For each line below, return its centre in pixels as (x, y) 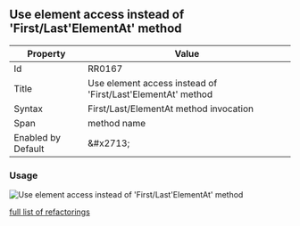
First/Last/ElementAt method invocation (171, 109)
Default (29, 149)
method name (117, 123)
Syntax (28, 109)
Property (46, 53)
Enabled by (37, 137)
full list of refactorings (50, 212)
